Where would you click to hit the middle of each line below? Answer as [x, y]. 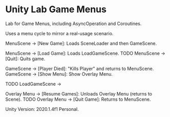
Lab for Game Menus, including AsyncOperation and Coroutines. [73, 24]
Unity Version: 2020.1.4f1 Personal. [42, 109]
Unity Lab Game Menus [56, 9]
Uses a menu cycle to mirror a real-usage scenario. [59, 33]
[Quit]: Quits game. [25, 58]
